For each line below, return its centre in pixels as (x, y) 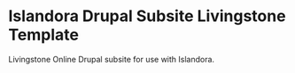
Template (43, 35)
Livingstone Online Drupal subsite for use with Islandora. (111, 59)
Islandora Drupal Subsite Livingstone (147, 16)
